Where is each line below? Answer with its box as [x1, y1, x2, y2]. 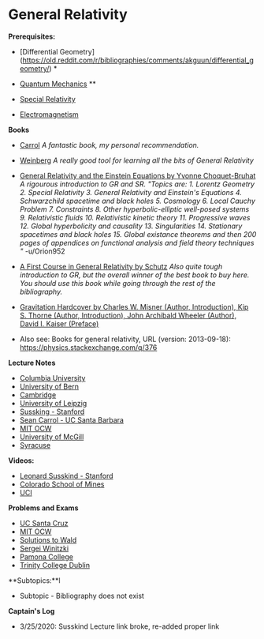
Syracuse [19, 440, 51, 449]
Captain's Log [8, 606, 55, 615]
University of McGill [19, 432, 84, 442]
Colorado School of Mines [19, 479, 105, 489]
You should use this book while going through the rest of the [19, 278, 216, 288]
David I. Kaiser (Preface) [19, 318, 99, 329]
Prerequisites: [8, 32, 56, 41]
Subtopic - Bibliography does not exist [19, 591, 144, 600]
